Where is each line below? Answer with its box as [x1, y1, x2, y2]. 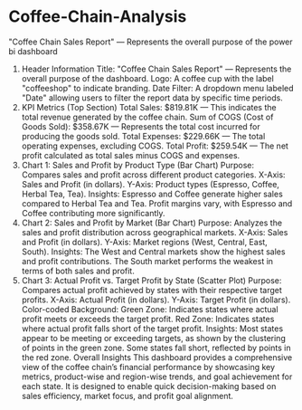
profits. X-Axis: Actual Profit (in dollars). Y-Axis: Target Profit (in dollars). [21, 294, 291, 305]
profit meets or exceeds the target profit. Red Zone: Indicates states [21, 313, 275, 324]
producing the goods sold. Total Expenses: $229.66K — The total [21, 130, 266, 141]
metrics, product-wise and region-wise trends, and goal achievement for [21, 371, 293, 382]
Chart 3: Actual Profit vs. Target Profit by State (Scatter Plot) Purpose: [21, 274, 282, 286]
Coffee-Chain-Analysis [8, 6, 187, 27]
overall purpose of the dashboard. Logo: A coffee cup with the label [21, 72, 275, 83]
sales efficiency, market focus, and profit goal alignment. [21, 390, 234, 401]
